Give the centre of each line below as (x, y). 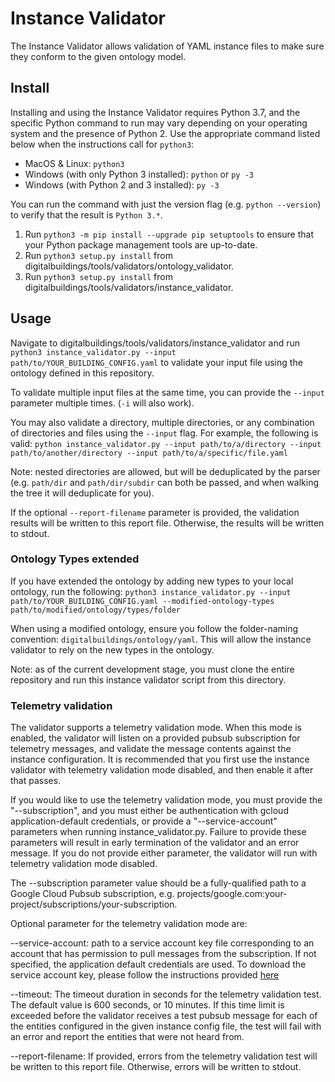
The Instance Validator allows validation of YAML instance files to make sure (167, 46)
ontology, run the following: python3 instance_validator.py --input (151, 591)
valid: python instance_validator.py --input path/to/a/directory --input (166, 443)
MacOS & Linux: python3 (74, 163)
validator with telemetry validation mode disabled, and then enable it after (162, 770)
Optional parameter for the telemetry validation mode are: (129, 924)
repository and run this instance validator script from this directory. (148, 679)
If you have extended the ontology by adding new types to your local (152, 581)
